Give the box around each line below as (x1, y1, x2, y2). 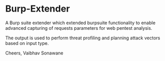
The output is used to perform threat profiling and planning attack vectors (5, 35, 160, 41)
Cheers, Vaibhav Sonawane (5, 50, 64, 56)
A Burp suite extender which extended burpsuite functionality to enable (5, 20, 156, 26)
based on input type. (5, 40, 49, 46)
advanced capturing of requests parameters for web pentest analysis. (5, 25, 152, 31)
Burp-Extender (5, 3, 70, 15)
